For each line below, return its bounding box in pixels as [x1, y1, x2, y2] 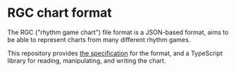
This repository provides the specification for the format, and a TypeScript [7, 49, 223, 57]
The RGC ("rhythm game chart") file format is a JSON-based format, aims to [7, 28, 229, 36]
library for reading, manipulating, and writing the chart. [7, 56, 166, 64]
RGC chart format [7, 5, 113, 21]
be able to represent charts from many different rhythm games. [7, 35, 191, 43]
